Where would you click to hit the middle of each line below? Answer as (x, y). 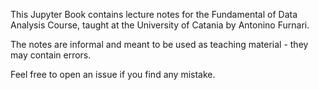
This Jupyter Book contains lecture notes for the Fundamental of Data (154, 14)
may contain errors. (51, 55)
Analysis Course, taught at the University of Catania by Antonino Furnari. (160, 25)
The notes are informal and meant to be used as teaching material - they (159, 44)
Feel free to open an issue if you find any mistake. (113, 74)
